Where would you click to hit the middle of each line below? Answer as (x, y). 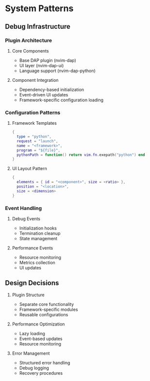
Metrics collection (37, 262)
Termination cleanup (40, 233)
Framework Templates (34, 123)
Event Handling (24, 208)
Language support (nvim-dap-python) (57, 71)
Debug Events (26, 219)
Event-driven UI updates (44, 95)
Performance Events (33, 248)
